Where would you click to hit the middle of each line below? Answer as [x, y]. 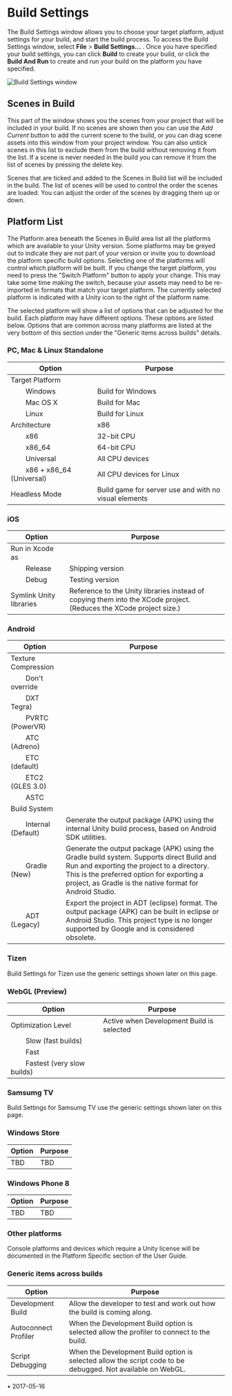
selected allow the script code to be [127, 1360]
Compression [32, 667]
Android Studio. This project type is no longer [139, 920]
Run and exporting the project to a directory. [137, 866]
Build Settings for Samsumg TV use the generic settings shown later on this [115, 1108]
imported [20, 290]
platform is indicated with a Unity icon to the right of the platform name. [109, 297]
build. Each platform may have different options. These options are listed [110, 318]
